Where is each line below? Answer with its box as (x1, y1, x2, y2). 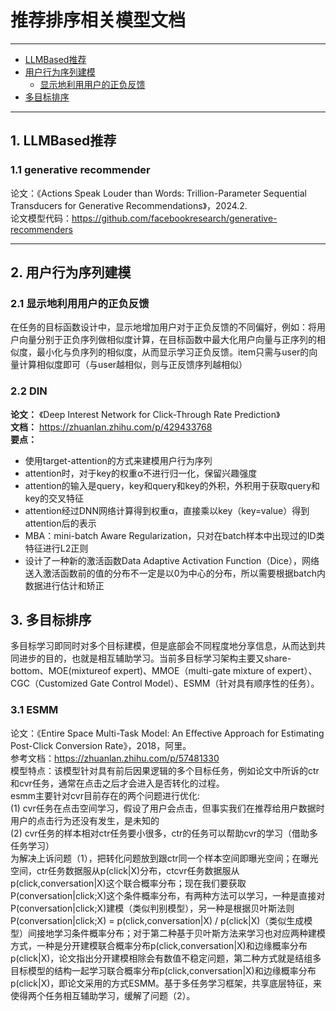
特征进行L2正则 (24, 542, 89, 554)
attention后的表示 (24, 517, 97, 529)
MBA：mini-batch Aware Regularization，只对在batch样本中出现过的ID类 (24, 529, 325, 541)
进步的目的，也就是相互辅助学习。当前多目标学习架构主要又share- (18, 652, 292, 665)
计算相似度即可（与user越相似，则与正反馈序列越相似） (18, 359, 248, 371)
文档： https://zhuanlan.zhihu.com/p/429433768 (10, 421, 213, 433)
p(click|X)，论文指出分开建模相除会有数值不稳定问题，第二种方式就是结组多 (10, 952, 322, 964)
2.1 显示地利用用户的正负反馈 (10, 296, 150, 310)
